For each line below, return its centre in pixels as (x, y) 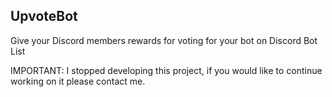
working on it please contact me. (78, 81)
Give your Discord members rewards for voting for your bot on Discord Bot (164, 40)
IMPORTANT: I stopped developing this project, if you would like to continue (166, 70)
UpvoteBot (44, 16)
